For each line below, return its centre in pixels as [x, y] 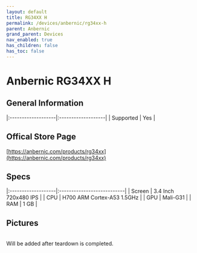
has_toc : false [25, 51]
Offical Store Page [41, 137]
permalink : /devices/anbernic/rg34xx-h [57, 23]
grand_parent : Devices [35, 34]
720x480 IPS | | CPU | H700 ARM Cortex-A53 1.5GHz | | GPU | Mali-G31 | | [99, 197]
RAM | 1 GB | [22, 204]
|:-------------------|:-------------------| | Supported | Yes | [81, 118]
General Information [45, 103]
